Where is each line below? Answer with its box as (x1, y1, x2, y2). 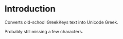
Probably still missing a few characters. (4, 28, 83, 34)
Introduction (4, 3, 56, 14)
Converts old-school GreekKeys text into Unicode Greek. (4, 19, 119, 25)
